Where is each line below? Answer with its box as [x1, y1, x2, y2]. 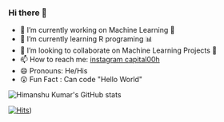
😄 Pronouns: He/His [19, 66, 88, 76]
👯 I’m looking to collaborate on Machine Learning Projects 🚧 [19, 45, 218, 55]
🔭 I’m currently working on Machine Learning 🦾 [19, 26, 175, 35]
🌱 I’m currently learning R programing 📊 [19, 34, 153, 44]
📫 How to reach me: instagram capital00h [19, 55, 160, 65]
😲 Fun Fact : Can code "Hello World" [19, 75, 142, 85]
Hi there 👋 [8, 7, 48, 18]
